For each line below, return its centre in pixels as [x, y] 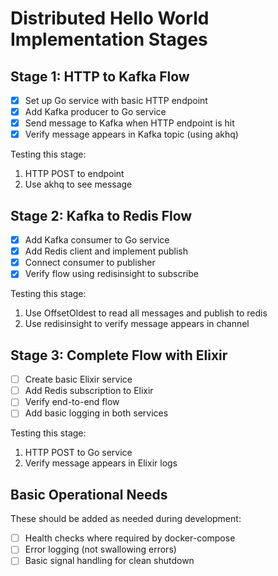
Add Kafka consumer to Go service [97, 240]
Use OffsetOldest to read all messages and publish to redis [146, 313]
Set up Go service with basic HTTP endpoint [116, 100]
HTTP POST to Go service [78, 453]
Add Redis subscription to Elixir [89, 391]
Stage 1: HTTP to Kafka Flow [100, 76]
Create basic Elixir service [78, 379]
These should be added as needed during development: [126, 519]
